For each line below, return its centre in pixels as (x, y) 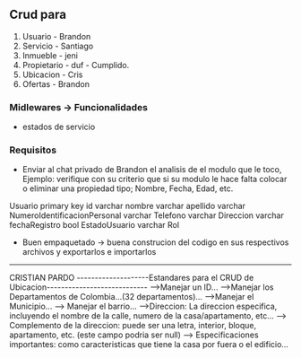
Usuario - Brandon (56, 36)
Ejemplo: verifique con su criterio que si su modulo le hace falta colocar (155, 179)
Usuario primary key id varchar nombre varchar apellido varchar (128, 206)
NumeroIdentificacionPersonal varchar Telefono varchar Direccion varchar (146, 215)
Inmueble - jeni (50, 55)
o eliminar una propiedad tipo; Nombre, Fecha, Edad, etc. (128, 188)
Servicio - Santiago (58, 46)
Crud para (38, 15)
